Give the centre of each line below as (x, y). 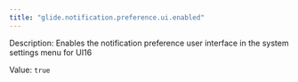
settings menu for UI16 (51, 52)
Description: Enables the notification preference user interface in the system (149, 43)
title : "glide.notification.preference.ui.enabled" (107, 17)
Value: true (30, 70)
